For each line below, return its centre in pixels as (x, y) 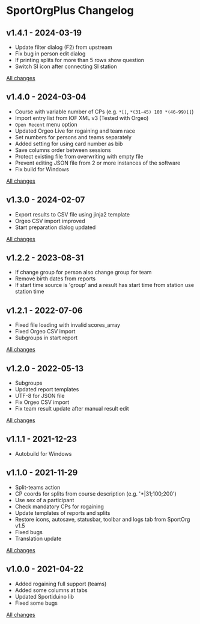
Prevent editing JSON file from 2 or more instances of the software (98, 163)
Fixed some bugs (36, 603)
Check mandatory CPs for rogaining (59, 506)
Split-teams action (38, 487)
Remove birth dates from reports (55, 279)
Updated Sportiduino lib (44, 596)
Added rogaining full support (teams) (61, 584)
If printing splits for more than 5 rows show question (80, 60)
